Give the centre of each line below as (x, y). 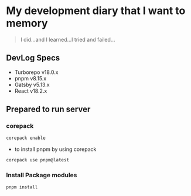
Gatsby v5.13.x (32, 85)
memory (27, 23)
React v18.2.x (31, 91)
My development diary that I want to (96, 11)
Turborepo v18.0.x (36, 72)
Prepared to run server (48, 109)
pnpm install (22, 187)
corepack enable (26, 138)
